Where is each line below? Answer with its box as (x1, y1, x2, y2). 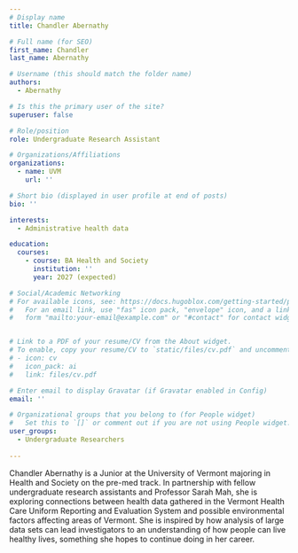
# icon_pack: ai (9, 362, 77, 370)
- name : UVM (17, 167, 62, 176)
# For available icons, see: (9, 297, 117, 306)
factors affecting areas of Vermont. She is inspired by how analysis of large (9, 515, 285, 526)
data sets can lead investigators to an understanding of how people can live (9, 524, 286, 534)
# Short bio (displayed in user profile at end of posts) (9, 191, 228, 200)
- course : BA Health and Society (25, 256, 149, 266)
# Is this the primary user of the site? (9, 102, 165, 111)
